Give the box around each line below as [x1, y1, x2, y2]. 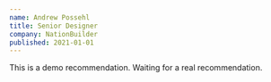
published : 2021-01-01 [9, 37, 94, 47]
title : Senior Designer [9, 21, 99, 30]
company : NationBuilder [9, 29, 99, 38]
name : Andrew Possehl [9, 12, 91, 22]
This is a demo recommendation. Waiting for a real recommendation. [9, 62, 263, 73]
